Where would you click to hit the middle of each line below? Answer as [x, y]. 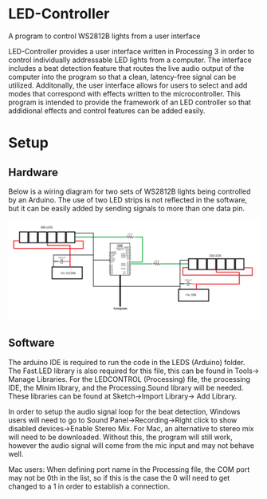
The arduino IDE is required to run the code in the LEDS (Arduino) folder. [127, 362]
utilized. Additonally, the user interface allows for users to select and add [128, 85]
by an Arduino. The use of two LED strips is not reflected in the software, [128, 199]
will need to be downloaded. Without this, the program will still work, [120, 437]
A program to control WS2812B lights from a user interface [104, 36]
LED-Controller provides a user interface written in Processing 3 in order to [132, 51]
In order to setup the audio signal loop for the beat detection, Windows [124, 411]
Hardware [33, 172]
